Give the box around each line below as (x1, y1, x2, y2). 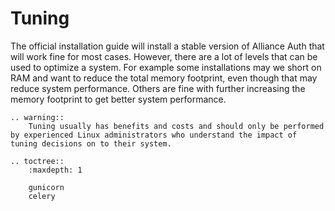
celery (28, 191, 56, 201)
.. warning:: (10, 112, 65, 122)
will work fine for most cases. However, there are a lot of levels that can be (10, 50, 318, 62)
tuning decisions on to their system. (10, 138, 172, 149)
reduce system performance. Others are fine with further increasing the (10, 82, 306, 94)
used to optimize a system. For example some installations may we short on (10, 61, 322, 73)
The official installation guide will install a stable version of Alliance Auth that (10, 40, 325, 52)
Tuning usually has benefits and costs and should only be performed (28, 121, 325, 131)
